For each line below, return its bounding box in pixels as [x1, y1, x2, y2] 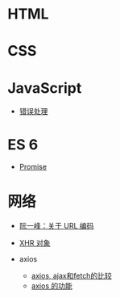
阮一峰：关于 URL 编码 [19, 221, 94, 231]
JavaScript [7, 78, 82, 97]
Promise [19, 162, 48, 172]
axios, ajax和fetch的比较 [31, 271, 112, 281]
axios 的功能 [31, 281, 73, 291]
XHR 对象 [19, 238, 51, 248]
